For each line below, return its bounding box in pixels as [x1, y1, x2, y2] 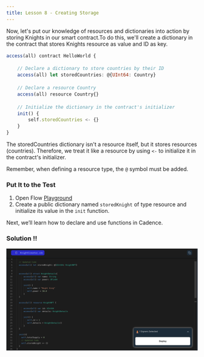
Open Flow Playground [15, 195, 73, 202]
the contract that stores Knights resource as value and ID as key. [6, 40, 168, 47]
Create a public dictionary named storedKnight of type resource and [15, 201, 187, 208]
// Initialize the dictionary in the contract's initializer [17, 104, 175, 110]
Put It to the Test [6, 180, 56, 189]
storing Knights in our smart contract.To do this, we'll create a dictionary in [6, 33, 193, 41]
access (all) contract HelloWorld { [6, 52, 97, 59]
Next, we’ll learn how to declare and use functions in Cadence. [6, 219, 163, 226]
